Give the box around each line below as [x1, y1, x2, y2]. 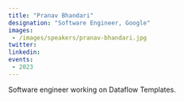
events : [8, 56, 34, 64]
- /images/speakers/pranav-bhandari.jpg [11, 33, 148, 42]
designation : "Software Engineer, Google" [8, 19, 151, 27]
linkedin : [8, 48, 41, 56]
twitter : [8, 41, 37, 49]
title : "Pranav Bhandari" [8, 11, 94, 20]
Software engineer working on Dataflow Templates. [8, 85, 176, 94]
